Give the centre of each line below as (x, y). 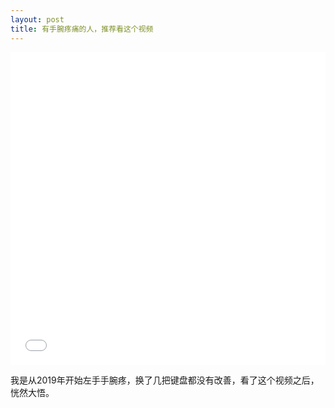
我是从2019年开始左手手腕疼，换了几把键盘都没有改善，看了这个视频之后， (165, 380)
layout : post (37, 19)
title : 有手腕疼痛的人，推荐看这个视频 (82, 29)
